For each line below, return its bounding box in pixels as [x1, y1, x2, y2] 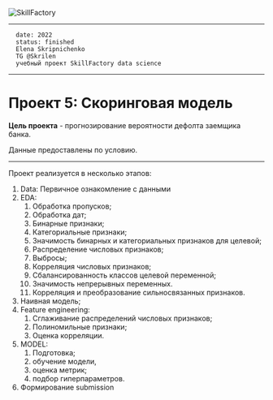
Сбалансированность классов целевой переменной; [32, 270, 217, 280]
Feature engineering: [19, 304, 91, 314]
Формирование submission [19, 382, 115, 392]
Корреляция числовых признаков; [32, 261, 152, 271]
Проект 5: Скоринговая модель [8, 94, 233, 113]
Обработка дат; [32, 209, 87, 219]
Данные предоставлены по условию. [8, 144, 138, 154]
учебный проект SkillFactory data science [15, 59, 162, 67]
